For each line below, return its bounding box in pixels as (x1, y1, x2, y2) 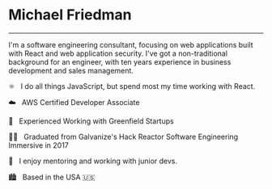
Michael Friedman (8, 6, 132, 24)
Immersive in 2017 (8, 140, 69, 150)
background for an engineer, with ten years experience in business (8, 57, 232, 66)
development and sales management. (8, 65, 134, 75)
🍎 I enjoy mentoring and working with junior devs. (8, 156, 178, 166)
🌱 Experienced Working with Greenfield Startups (8, 115, 174, 126)
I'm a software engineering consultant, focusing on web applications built (8, 40, 253, 49)
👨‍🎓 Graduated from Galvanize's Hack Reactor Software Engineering (8, 132, 239, 141)
